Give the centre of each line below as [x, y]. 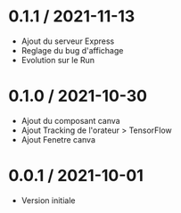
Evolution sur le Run [58, 60]
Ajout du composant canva [71, 120]
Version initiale [48, 200]
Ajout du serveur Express [68, 41]
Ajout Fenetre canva [58, 139]
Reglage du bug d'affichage [72, 50]
